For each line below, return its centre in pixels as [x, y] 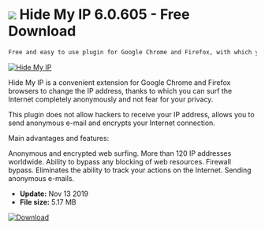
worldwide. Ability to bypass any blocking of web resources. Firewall [119, 161]
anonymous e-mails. [41, 178]
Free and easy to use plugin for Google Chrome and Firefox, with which [130, 52]
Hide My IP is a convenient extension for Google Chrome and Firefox [119, 82]
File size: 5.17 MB [48, 201]
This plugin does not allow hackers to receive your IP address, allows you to [131, 114]
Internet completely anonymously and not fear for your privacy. [111, 99]
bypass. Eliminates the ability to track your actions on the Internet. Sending [130, 170]
